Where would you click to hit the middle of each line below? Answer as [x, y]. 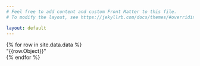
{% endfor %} [23, 58]
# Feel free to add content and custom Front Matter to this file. [92, 12]
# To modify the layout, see [42, 17]
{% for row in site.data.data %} [44, 45]
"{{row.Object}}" [26, 51]
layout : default [26, 28]
